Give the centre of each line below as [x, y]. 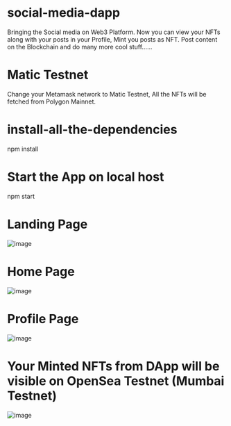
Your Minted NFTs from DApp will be [113, 366]
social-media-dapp [63, 13]
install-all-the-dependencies [92, 130]
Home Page [41, 271]
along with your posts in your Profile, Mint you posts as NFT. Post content [112, 39]
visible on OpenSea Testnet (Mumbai [116, 381]
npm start [21, 196]
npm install [23, 149]
